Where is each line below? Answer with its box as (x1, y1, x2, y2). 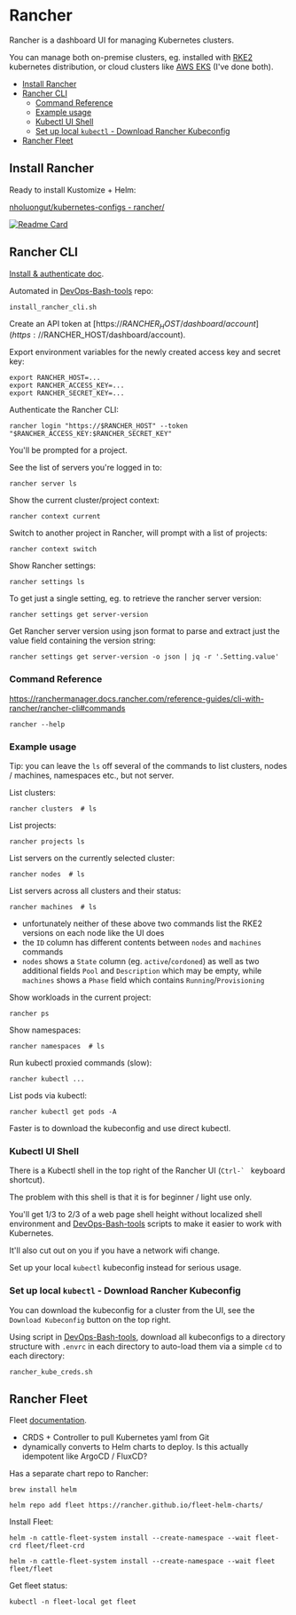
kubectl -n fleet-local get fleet (9, 1597, 137, 1607)
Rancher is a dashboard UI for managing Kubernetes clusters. (9, 35, 235, 45)
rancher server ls (9, 479, 77, 488)
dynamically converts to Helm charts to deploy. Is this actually (21, 1442, 249, 1453)
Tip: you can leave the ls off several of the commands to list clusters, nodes (9, 760, 288, 771)
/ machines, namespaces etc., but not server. (9, 770, 175, 780)
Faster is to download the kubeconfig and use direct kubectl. (9, 1122, 231, 1133)
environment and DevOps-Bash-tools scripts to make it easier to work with (9, 1218, 282, 1230)
